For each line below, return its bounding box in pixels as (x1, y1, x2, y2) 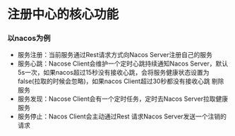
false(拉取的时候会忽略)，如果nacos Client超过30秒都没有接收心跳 (17, 77, 210, 85)
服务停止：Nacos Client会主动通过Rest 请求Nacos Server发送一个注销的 (17, 112, 227, 120)
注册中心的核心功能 (7, 6, 119, 23)
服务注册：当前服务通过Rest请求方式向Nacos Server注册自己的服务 (17, 51, 213, 59)
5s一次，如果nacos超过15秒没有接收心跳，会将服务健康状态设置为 (17, 68, 210, 77)
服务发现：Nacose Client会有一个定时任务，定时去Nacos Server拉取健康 (17, 94, 228, 103)
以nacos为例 (7, 33, 51, 43)
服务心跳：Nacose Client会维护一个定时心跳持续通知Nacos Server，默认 (17, 59, 228, 68)
